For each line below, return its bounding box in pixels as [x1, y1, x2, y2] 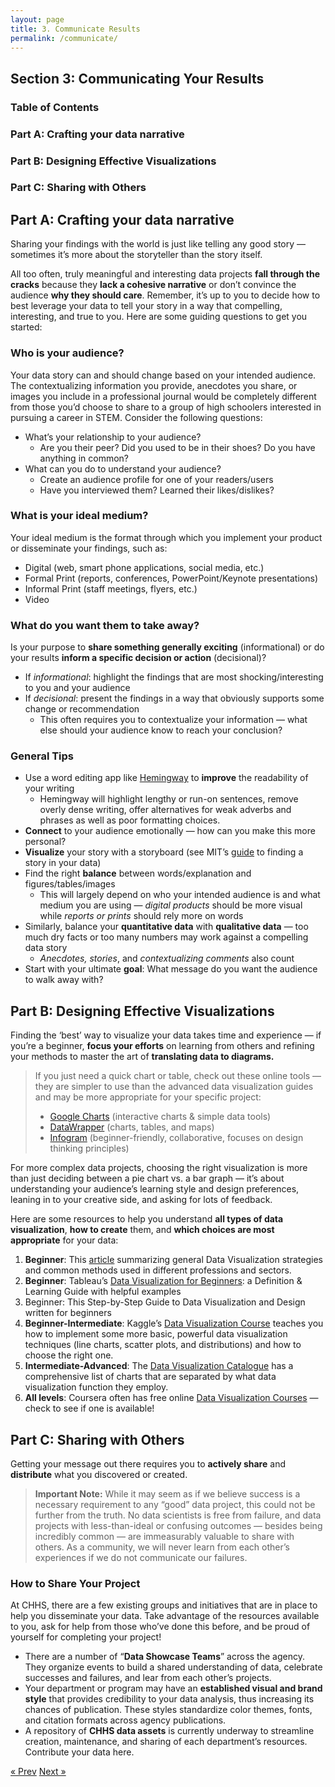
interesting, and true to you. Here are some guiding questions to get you [10, 311, 308, 323]
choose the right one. [24, 1349, 114, 1361]
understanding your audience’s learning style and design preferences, [10, 1183, 300, 1195]
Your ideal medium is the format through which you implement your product [10, 531, 323, 543]
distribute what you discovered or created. [10, 1469, 188, 1481]
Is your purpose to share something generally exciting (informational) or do [10, 641, 325, 653]
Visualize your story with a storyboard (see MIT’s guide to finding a [24, 846, 304, 858]
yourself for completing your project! [10, 1631, 162, 1643]
